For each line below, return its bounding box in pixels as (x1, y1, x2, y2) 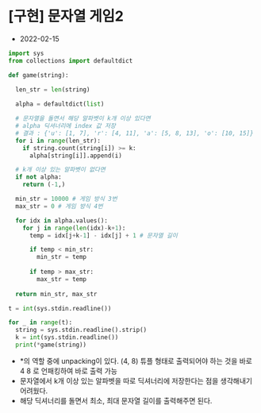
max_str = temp (36, 275, 87, 283)
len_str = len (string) (15, 86, 90, 94)
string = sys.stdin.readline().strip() (15, 326, 148, 334)
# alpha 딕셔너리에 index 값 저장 (15, 122, 117, 130)
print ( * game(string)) (15, 341, 87, 349)
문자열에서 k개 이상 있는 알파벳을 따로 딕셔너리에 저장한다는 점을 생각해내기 (19, 376, 252, 385)
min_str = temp (36, 253, 87, 261)
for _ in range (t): (8, 318, 73, 326)
